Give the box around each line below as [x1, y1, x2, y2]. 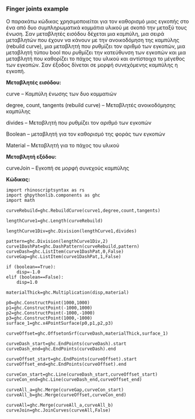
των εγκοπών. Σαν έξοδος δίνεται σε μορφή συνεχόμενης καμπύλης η [6, 61, 178, 68]
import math [6, 198, 35, 204]
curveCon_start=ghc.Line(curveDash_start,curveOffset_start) [6, 372, 158, 377]
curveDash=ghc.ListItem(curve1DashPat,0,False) [6, 249, 124, 255]
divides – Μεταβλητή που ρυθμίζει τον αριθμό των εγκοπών [6, 119, 152, 126]
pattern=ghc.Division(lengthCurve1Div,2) [6, 239, 109, 245]
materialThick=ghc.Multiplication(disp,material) [6, 290, 130, 296]
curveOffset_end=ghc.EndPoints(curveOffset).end [6, 362, 127, 368]
